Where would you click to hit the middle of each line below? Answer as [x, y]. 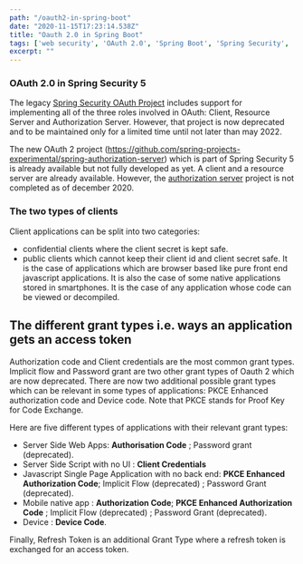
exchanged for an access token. [69, 549]
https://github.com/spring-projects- [174, 150]
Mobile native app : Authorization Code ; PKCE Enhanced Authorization [157, 502]
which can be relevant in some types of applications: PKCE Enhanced [139, 390]
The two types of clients [64, 211]
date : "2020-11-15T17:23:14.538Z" [75, 26]
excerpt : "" [32, 52]
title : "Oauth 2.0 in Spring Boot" [76, 34]
